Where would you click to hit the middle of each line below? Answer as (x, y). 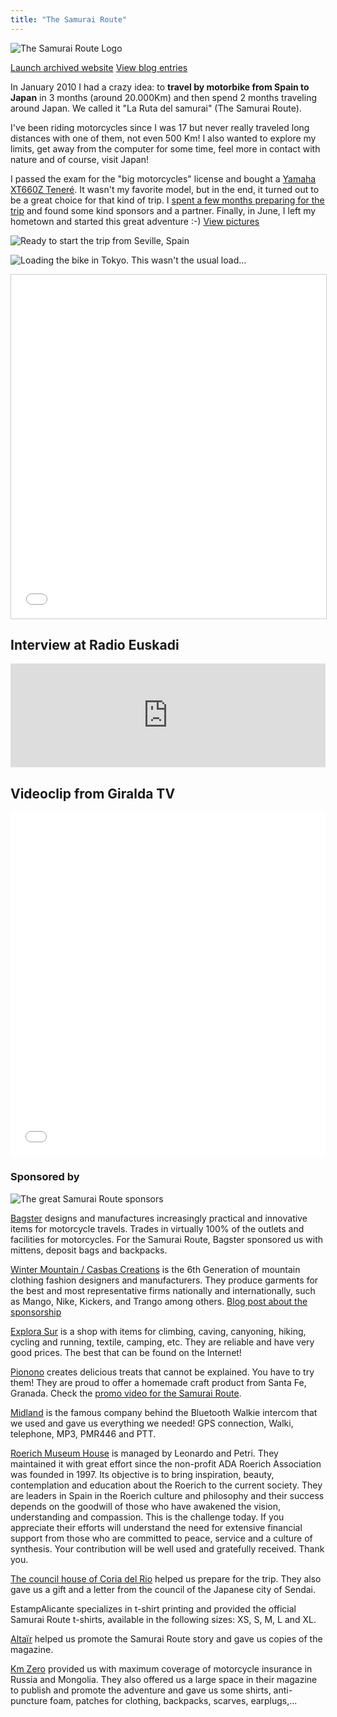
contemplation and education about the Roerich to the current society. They (166, 1485)
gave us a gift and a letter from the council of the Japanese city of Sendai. (163, 1589)
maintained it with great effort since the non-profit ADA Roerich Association (166, 1463)
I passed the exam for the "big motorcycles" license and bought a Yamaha (163, 178)
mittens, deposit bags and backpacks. (89, 1250)
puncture (29, 1700)
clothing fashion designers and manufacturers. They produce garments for (164, 1280)
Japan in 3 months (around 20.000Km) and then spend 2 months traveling (163, 97)
